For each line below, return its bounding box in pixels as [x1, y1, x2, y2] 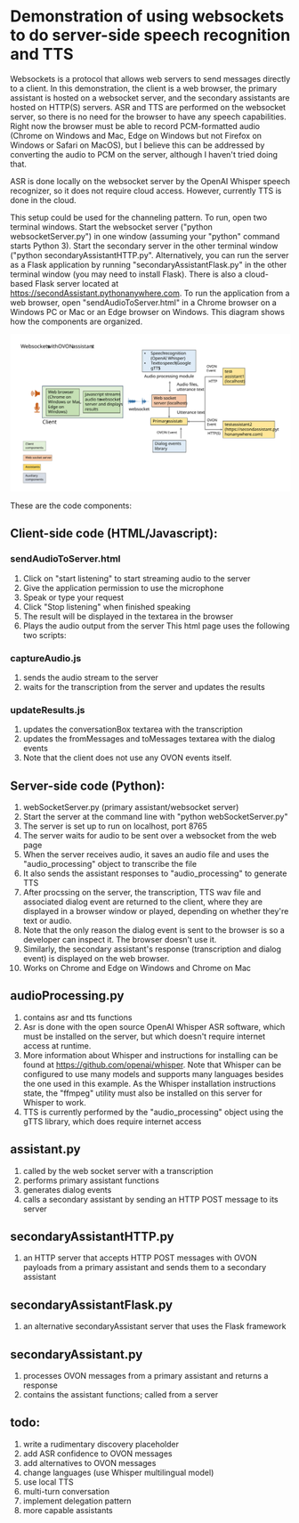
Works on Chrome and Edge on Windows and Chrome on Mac [22, 963, 252, 974]
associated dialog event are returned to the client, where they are [22, 896, 263, 907]
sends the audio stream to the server [22, 672, 159, 683]
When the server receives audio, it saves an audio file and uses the [22, 849, 270, 860]
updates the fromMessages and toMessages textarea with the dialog [22, 733, 276, 744]
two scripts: [22, 629, 67, 640]
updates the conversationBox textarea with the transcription [22, 724, 243, 735]
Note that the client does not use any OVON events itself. [22, 752, 232, 763]
